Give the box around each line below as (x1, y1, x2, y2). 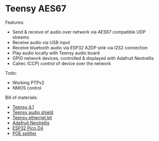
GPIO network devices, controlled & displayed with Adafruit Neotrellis (12, 55, 154, 61)
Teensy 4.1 (12, 104, 34, 110)
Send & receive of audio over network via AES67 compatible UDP (12, 29, 146, 35)
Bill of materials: (5, 94, 38, 100)
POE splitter (12, 130, 37, 136)
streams (12, 34, 29, 40)
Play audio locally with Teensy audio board (12, 50, 100, 56)
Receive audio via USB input (12, 39, 70, 45)
